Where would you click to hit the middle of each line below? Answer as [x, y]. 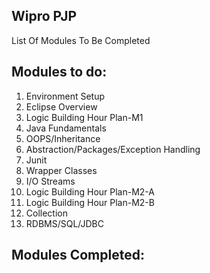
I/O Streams [50, 181]
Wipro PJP [44, 16]
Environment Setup [65, 96]
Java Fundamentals [66, 128]
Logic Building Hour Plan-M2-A [90, 191]
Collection [46, 213]
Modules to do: [59, 72]
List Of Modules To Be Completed [81, 40]
